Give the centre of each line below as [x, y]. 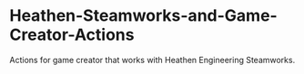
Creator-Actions [72, 35]
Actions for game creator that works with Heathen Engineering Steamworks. [152, 60]
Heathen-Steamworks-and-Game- [143, 16]
